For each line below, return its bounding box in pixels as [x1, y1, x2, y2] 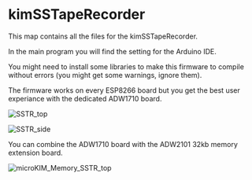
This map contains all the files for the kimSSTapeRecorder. [8, 31, 198, 41]
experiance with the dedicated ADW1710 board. [8, 94, 162, 103]
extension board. [8, 148, 63, 157]
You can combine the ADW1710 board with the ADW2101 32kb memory [8, 139, 239, 149]
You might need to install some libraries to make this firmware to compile [8, 61, 244, 72]
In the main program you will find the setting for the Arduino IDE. [8, 46, 217, 56]
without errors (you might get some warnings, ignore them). [8, 70, 202, 79]
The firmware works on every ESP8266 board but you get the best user [8, 85, 240, 95]
